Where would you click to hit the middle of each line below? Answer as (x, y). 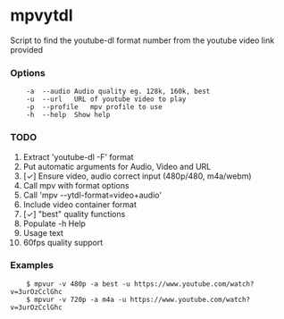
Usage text (43, 232)
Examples (32, 265)
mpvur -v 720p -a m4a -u (80, 299)
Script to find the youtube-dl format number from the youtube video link (142, 40)
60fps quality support (63, 242)
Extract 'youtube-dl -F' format (78, 156)
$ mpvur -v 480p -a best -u (78, 284)
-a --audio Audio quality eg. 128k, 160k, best (118, 92)
